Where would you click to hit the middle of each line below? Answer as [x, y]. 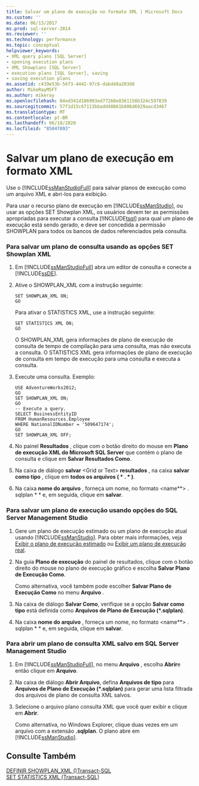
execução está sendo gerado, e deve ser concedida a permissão [86, 225]
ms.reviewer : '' [26, 34]
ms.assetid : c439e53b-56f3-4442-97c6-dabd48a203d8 [71, 84]
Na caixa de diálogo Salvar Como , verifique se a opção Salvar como [99, 604]
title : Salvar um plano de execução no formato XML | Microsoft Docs [95, 12]
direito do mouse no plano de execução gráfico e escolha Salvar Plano [102, 568]
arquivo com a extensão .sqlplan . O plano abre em [77, 731]
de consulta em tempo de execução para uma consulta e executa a [97, 359]
